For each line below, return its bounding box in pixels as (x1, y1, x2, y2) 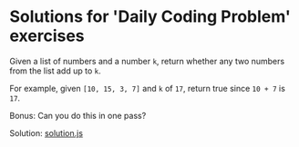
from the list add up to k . (9, 65, 102, 76)
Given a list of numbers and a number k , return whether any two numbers (9, 55, 285, 66)
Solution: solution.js (9, 127, 84, 138)
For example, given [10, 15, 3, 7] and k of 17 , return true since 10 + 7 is (9, 83, 285, 93)
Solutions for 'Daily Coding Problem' (9, 6, 292, 27)
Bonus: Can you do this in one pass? (9, 110, 147, 121)
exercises (9, 25, 85, 46)
